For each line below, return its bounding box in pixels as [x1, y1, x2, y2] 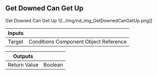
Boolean [43, 61, 64, 68]
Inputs [8, 29, 24, 36]
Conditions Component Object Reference [28, 38, 127, 45]
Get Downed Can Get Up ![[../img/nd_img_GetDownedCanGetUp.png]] [5, 17, 152, 23]
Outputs [13, 53, 34, 60]
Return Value [8, 61, 39, 68]
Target [8, 38, 24, 45]
